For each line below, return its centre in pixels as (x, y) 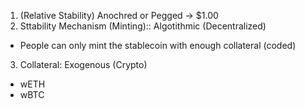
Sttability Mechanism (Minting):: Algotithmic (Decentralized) (143, 26)
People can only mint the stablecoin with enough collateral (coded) (158, 45)
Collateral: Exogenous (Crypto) (83, 64)
